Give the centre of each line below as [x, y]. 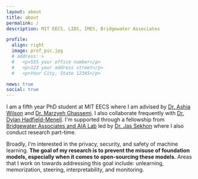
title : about [23, 17]
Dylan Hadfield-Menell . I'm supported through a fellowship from [85, 120]
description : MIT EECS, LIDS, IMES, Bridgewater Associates [83, 29]
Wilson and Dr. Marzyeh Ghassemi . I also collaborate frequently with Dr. [95, 113]
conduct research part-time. [41, 133]
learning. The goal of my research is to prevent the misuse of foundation [98, 151]
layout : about [24, 12]
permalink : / [23, 23]
